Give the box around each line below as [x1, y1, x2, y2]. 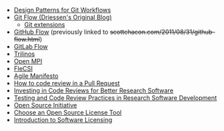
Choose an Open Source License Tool [13, 108, 122, 117]
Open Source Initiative [13, 101, 77, 109]
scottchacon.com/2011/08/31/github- [109, 28, 216, 36]
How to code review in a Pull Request [13, 79, 120, 87]
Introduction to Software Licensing [13, 116, 113, 123]
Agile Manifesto [13, 72, 59, 80]
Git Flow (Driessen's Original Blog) [13, 13, 112, 21]
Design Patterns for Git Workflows [13, 6, 111, 14]
